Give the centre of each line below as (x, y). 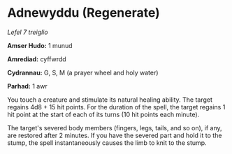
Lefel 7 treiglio (28, 32)
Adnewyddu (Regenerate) (84, 13)
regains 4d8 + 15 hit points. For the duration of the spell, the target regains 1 (116, 107)
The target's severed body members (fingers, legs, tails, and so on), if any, (115, 128)
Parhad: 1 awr (27, 86)
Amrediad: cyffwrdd (37, 59)
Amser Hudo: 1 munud (40, 45)
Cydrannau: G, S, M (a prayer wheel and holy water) (83, 72)
